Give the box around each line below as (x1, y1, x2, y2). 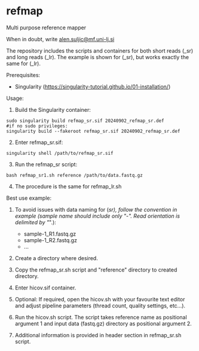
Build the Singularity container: (14, 106, 91, 113)
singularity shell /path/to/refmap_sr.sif (6, 150, 114, 156)
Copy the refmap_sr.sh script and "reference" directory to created (14, 266, 177, 273)
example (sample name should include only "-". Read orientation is (14, 212, 180, 219)
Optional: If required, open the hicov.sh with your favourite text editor (14, 295, 185, 303)
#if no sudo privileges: (6, 123, 68, 129)
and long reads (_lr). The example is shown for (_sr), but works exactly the (6, 53, 189, 60)
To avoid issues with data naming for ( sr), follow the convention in (14, 206, 177, 213)
